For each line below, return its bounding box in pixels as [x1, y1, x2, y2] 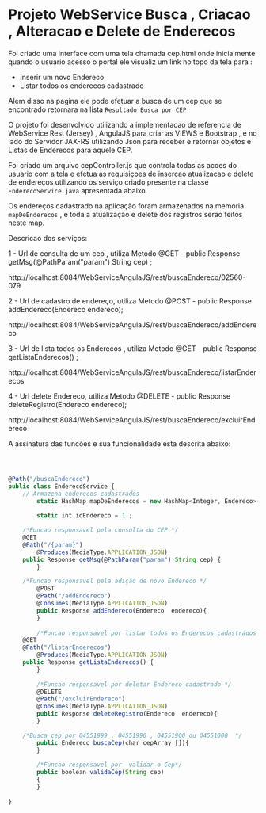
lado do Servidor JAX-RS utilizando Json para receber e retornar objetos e [8, 136, 252, 146]
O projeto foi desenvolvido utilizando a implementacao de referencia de [8, 120, 241, 129]
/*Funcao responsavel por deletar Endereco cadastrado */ [36, 680, 232, 689]
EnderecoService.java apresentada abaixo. [8, 185, 148, 195]
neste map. [8, 218, 45, 227]
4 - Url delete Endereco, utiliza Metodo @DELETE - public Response [8, 391, 231, 401]
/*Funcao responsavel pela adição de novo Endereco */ [22, 577, 207, 586]
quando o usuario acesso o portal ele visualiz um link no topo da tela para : [8, 57, 253, 67]
